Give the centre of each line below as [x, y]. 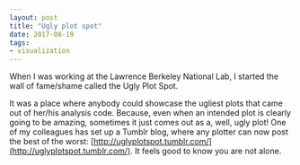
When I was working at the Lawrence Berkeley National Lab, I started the [144, 76]
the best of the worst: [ [52, 142]
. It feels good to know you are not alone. [206, 151]
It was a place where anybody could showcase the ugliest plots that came [146, 103]
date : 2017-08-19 [42, 34]
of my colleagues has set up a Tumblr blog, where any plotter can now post [149, 132]
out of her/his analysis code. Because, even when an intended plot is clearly [150, 113]
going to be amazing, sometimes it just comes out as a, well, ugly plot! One [148, 123]
